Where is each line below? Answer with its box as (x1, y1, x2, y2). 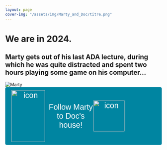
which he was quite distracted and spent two (5, 60, 147, 69)
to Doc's (57, 111, 85, 120)
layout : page (5, 7, 32, 12)
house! (59, 120, 83, 129)
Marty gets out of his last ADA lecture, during (5, 53, 148, 61)
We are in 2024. (5, 33, 72, 45)
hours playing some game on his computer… (5, 68, 147, 77)
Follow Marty (49, 102, 93, 111)
